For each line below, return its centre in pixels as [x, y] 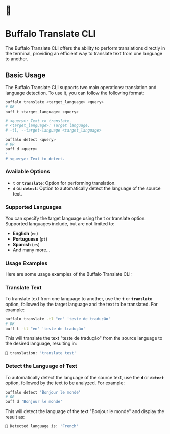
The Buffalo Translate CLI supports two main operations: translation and [81, 87]
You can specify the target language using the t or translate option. [76, 218]
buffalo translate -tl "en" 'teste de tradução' [58, 319]
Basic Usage [26, 75]
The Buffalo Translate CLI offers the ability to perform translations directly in [85, 48]
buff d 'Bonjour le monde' [34, 402]
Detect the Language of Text [41, 366]
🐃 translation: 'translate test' [41, 353]
